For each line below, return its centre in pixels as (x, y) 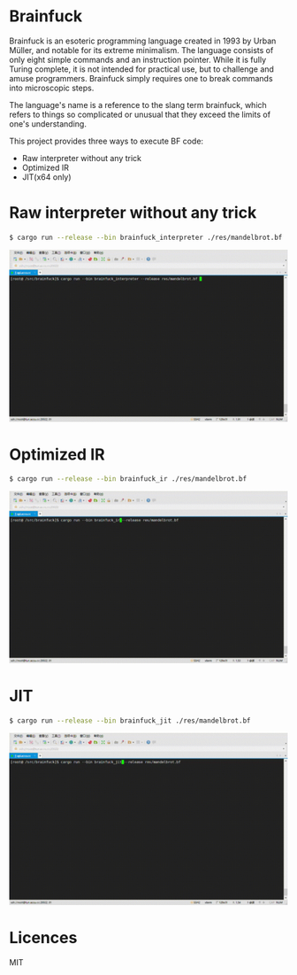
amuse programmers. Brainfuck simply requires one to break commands (141, 78)
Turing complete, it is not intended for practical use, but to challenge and (141, 69)
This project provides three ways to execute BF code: (107, 141)
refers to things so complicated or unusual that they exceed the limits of (140, 114)
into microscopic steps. (52, 88)
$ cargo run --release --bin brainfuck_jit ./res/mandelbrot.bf (130, 721)
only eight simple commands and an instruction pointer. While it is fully (138, 59)
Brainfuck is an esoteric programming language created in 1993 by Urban (143, 41)
